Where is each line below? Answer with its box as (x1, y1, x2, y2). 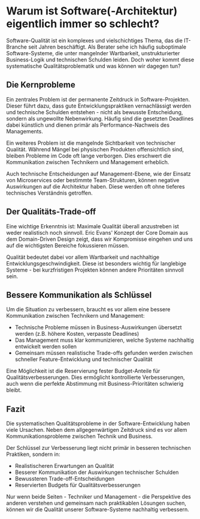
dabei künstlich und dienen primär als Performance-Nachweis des (6, 121, 169, 129)
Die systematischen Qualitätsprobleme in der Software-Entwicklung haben (6, 420, 190, 427)
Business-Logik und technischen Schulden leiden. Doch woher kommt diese (6, 56, 195, 63)
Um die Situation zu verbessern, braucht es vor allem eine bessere (6, 306, 171, 313)
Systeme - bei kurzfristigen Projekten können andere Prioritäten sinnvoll (6, 266, 184, 273)
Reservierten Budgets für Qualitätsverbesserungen (14, 482, 141, 489)
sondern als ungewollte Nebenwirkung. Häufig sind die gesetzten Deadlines (6, 115, 194, 122)
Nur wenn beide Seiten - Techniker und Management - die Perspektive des (6, 493, 192, 500)
